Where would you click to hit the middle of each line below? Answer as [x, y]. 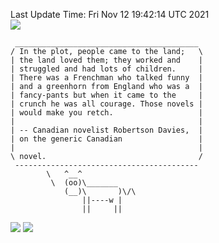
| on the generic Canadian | [106, 139]
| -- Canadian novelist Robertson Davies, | [106, 130]
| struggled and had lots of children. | [106, 69]
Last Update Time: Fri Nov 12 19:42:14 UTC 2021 [110, 14]
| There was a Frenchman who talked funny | [106, 78]
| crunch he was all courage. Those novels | [106, 104]
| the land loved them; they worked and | [106, 60]
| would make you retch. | [106, 113]
